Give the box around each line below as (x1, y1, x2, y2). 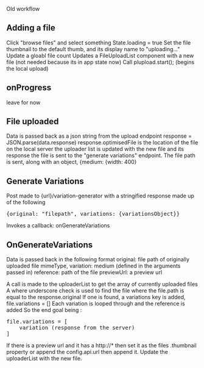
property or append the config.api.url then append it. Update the (6, 349, 169, 356)
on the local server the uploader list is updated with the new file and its (6, 146, 185, 153)
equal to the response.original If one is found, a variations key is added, (6, 294, 186, 301)
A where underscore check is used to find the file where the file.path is (6, 287, 185, 294)
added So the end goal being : (6, 306, 82, 314)
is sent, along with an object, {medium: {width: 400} (6, 158, 137, 166)
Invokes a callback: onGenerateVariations (6, 222, 110, 229)
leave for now (6, 99, 41, 106)
